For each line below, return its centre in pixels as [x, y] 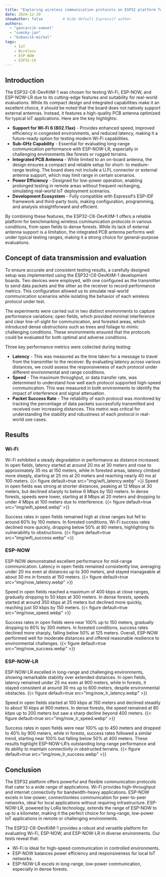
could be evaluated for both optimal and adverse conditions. [66, 337]
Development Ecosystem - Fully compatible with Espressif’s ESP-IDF [83, 196]
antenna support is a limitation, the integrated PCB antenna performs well [80, 232]
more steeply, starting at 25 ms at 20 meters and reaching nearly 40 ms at [81, 475]
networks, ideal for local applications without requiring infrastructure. [76, 802]
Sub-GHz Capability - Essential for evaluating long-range [71, 144]
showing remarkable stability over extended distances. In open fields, [76, 677]
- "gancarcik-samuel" [32, 28]
